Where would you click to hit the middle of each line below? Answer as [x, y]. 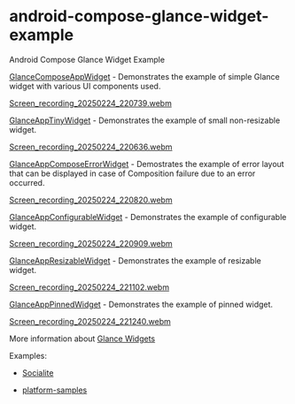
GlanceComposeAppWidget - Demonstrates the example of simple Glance [145, 76]
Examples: [28, 355]
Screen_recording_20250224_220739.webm [91, 103]
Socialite [38, 372]
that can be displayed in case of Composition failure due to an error [132, 173]
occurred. [27, 182]
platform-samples [54, 390]
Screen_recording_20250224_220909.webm [91, 243]
